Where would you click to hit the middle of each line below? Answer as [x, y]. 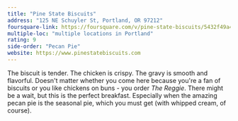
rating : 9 [22, 40]
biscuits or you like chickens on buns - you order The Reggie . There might [115, 88]
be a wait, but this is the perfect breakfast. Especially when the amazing [112, 95]
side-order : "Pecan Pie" [44, 46]
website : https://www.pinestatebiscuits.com [74, 53]
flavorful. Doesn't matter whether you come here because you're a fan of [114, 80]
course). [19, 110]
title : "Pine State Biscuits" [52, 14]
